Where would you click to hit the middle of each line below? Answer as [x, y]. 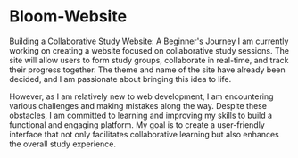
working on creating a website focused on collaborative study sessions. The [149, 50]
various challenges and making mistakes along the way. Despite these [138, 105]
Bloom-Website [68, 17]
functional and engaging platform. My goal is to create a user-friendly [137, 125]
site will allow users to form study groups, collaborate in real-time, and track [149, 60]
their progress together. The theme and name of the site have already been [147, 70]
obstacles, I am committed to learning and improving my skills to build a [141, 115]
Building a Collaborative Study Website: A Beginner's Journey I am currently [149, 41]
